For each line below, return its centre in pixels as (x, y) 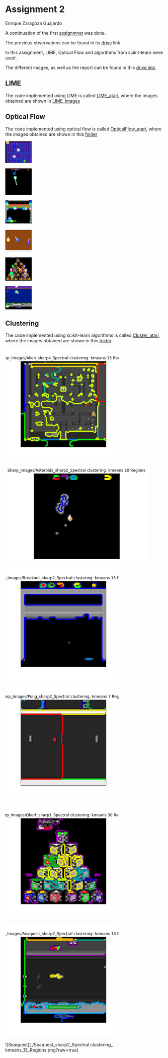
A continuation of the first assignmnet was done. (56, 33)
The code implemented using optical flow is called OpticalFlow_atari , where (83, 129)
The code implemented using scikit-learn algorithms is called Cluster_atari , (83, 335)
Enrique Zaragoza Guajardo (34, 23)
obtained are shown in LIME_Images (43, 101)
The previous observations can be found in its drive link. (63, 43)
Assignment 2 (35, 9)
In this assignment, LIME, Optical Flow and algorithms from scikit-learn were (84, 52)
